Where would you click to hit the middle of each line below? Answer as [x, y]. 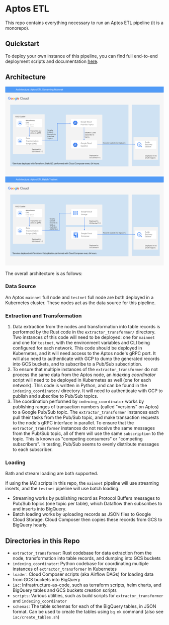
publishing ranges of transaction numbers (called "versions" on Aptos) [86, 407]
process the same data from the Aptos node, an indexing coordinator [84, 375]
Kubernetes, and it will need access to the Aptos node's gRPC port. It [84, 353]
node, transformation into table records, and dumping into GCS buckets [87, 558]
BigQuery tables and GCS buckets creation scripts [65, 590]
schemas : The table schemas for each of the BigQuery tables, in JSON [84, 606]
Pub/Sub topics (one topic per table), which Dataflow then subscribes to [87, 504]
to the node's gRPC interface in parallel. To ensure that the [73, 423]
